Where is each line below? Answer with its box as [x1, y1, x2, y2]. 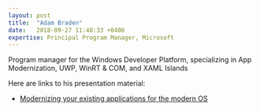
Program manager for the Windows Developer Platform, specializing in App [8, 55, 252, 65]
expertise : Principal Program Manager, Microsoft [8, 33, 175, 42]
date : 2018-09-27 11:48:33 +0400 [8, 26, 125, 34]
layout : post [8, 11, 51, 20]
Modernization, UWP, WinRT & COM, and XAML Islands [8, 64, 188, 73]
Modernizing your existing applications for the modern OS [19, 94, 209, 103]
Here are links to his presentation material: [8, 79, 146, 88]
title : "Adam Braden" [8, 19, 83, 27]
